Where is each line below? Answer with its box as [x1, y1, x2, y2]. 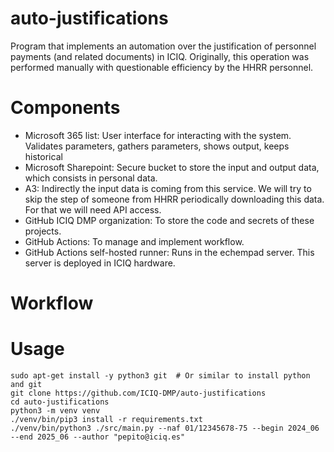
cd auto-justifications [10, 397, 110, 407]
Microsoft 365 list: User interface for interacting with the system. [24, 129, 292, 141]
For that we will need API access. [24, 203, 162, 216]
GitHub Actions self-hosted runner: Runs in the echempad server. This [24, 246, 315, 258]
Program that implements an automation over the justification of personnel [10, 40, 317, 52]
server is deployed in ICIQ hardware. [24, 257, 176, 269]
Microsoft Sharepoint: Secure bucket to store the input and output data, [24, 161, 320, 173]
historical [24, 150, 63, 162]
